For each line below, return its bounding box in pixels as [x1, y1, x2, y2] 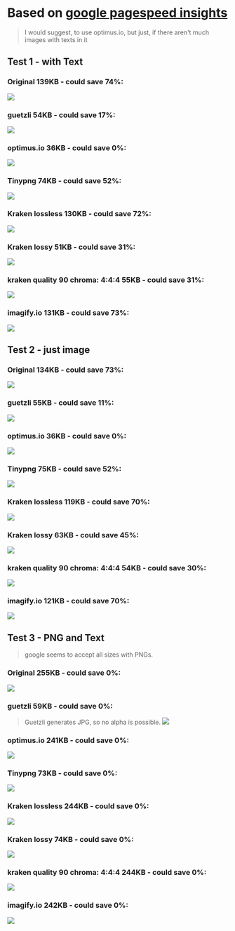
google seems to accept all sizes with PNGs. [24, 650, 153, 659]
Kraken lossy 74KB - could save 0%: [7, 834, 134, 844]
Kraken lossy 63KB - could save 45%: [7, 530, 139, 540]
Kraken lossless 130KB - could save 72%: [7, 209, 152, 219]
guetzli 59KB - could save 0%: [7, 701, 114, 711]
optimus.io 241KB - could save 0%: [7, 735, 130, 745]
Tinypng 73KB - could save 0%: [7, 768, 118, 778]
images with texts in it [24, 35, 88, 43]
